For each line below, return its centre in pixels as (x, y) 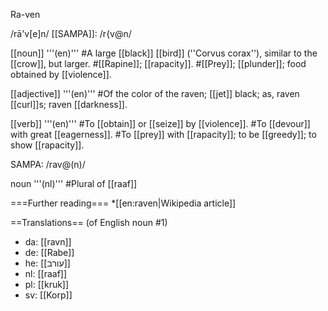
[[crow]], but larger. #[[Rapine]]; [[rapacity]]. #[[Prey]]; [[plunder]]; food (158, 63)
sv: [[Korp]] (48, 295)
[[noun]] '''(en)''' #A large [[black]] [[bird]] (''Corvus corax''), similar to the (164, 53)
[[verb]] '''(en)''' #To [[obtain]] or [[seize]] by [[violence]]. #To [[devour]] (160, 123)
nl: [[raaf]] (46, 273)
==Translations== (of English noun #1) (89, 222)
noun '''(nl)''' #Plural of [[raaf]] (74, 183)
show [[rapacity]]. (47, 145)
